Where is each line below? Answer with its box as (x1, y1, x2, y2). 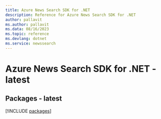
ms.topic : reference (5, 31, 50, 36)
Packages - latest (5, 94, 62, 103)
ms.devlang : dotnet (5, 36, 47, 42)
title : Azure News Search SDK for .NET (5, 7, 90, 13)
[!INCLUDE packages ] (5, 108, 52, 114)
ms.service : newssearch (5, 41, 56, 46)
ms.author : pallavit (5, 22, 50, 27)
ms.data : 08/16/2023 (5, 27, 50, 32)
